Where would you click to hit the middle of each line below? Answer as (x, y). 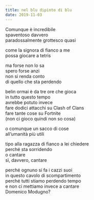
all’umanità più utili (25, 134)
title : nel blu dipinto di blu (39, 10)
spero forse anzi (22, 71)
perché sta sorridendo (29, 149)
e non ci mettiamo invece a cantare (42, 186)
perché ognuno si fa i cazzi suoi (39, 170)
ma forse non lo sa (25, 65)
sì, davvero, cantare (26, 160)
